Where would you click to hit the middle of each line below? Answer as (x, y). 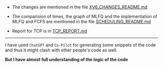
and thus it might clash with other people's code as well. (61, 50)
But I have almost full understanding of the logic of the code (67, 59)
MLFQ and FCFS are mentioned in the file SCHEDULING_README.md (81, 22)
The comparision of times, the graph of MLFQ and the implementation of (85, 16)
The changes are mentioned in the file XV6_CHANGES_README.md (80, 7)
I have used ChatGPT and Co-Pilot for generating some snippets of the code (81, 45)
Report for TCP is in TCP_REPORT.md (49, 31)
